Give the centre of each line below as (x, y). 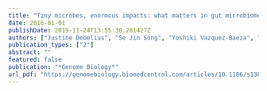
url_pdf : (23, 74)
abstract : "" (30, 52)
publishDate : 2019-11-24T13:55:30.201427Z (79, 30)
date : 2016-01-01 (37, 23)
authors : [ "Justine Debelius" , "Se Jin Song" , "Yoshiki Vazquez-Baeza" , (131, 38)
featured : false (35, 60)
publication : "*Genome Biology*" (64, 67)
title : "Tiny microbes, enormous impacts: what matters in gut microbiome (135, 15)
